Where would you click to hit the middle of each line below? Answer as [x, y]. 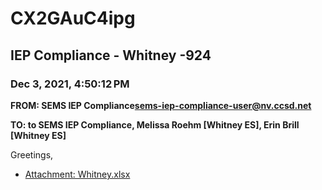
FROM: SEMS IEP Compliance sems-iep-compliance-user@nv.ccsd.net [161, 105]
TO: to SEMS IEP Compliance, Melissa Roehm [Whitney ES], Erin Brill [155, 124]
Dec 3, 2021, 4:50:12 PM [70, 84]
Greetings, [32, 154]
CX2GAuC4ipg [73, 18]
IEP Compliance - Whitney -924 [111, 55]
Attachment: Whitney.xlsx [77, 174]
